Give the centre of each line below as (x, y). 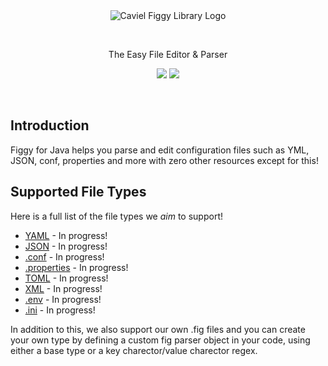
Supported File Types (78, 192)
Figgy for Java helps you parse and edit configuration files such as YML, (160, 150)
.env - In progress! (63, 299)
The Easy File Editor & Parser (168, 54)
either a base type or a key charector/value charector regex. (134, 350)
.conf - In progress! (64, 256)
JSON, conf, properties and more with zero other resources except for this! (164, 160)
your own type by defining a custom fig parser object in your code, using (160, 340)
